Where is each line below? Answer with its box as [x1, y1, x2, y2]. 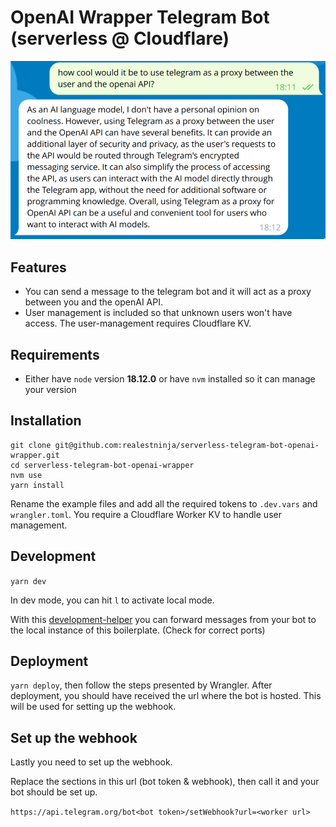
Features [10, 259, 67, 276]
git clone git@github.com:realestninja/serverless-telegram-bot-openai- [10, 440, 320, 450]
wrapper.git [10, 450, 60, 460]
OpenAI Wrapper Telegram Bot [10, 6, 270, 29]
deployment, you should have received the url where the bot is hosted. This [10, 690, 322, 702]
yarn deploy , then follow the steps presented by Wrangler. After [10, 679, 273, 691]
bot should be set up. [10, 786, 98, 798]
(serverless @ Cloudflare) [10, 27, 230, 50]
